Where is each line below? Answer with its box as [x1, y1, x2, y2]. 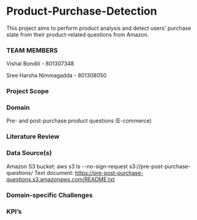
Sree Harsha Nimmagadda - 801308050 [6, 72, 107, 79]
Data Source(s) [6, 149, 52, 157]
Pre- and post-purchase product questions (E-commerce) [6, 117, 152, 124]
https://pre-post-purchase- [75, 169, 143, 176]
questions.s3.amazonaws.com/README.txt [6, 176, 115, 183]
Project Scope [6, 87, 49, 96]
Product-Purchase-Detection [6, 4, 157, 18]
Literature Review [6, 132, 60, 141]
